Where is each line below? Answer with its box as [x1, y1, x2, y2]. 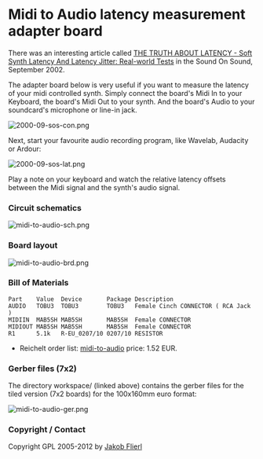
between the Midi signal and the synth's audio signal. [8, 182, 181, 192]
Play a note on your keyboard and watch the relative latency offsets [8, 174, 226, 184]
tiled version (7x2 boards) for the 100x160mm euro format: [8, 389, 197, 398]
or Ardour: [8, 144, 42, 153]
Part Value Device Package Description [8, 295, 174, 303]
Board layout [8, 240, 58, 251]
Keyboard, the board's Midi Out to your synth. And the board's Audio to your [8, 97, 255, 106]
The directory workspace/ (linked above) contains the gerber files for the [8, 381, 245, 391]
